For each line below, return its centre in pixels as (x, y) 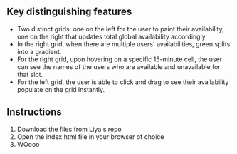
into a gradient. (39, 51)
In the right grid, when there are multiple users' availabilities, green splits (123, 44)
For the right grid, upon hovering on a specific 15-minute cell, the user (119, 59)
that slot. (30, 74)
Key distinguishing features (69, 12)
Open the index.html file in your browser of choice (90, 137)
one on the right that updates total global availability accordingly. (112, 36)
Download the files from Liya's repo (69, 129)
